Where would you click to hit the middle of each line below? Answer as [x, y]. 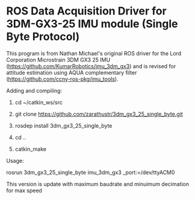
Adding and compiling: [34, 90]
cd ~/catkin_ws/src [39, 102]
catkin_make [31, 149]
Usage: [15, 160]
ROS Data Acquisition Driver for [86, 11]
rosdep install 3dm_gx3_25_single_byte [63, 125]
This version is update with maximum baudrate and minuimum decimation [98, 184]
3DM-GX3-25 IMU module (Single [92, 24]
